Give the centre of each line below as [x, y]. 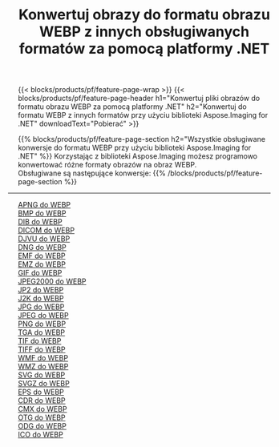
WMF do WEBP [43, 358]
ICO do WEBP [40, 435]
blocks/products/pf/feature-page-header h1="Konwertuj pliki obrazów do [139, 99]
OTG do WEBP [42, 417]
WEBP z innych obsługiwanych [144, 32]
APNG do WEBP [44, 205]
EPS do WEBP [41, 392]
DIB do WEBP [40, 222]
